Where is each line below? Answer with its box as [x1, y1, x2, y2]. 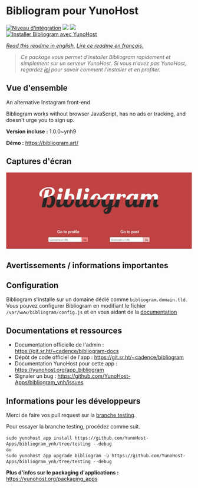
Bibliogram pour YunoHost [6, 4, 138, 18]
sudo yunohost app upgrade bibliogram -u [6, 453, 110, 459]
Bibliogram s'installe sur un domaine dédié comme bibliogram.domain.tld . [6, 296, 187, 303]
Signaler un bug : [14, 372, 57, 380]
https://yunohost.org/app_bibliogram [14, 367, 104, 374]
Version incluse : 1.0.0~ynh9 [6, 128, 77, 135]
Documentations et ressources [6, 325, 123, 335]
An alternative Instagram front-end [6, 98, 90, 105]
